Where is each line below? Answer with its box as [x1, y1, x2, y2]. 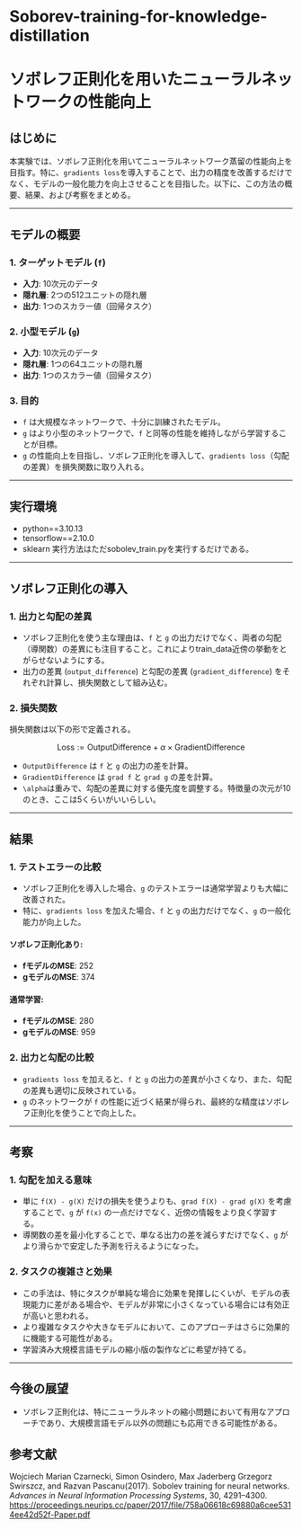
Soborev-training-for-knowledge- [9, 6, 268, 27]
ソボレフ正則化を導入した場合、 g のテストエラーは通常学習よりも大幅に [22, 883, 289, 893]
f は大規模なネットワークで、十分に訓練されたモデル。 [22, 416, 226, 428]
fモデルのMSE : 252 [22, 960, 94, 972]
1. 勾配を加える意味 [9, 1173, 93, 1186]
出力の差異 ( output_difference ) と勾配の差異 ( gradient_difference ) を [22, 665, 283, 676]
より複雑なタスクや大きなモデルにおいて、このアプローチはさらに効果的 [22, 1321, 290, 1332]
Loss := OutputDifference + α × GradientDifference [57, 742, 245, 752]
